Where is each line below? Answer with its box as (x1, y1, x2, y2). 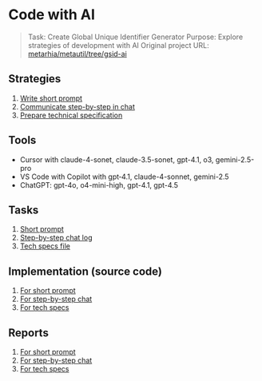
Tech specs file (19, 241, 70, 251)
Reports (8, 326, 50, 339)
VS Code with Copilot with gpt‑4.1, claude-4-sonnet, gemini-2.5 (19, 172, 229, 181)
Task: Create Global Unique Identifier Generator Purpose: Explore (27, 32, 244, 42)
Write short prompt (19, 93, 82, 103)
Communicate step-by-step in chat (19, 101, 136, 111)
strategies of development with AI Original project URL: (27, 40, 209, 50)
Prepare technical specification (19, 110, 123, 120)
